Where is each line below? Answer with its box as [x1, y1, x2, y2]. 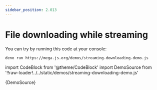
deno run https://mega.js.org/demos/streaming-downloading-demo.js [5, 55, 149, 60]
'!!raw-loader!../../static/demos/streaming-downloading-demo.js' [5, 70, 138, 76]
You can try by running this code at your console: [5, 46, 107, 52]
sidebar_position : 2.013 [5, 7, 57, 13]
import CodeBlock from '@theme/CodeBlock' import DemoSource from [5, 64, 152, 70]
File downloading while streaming [5, 29, 148, 40]
